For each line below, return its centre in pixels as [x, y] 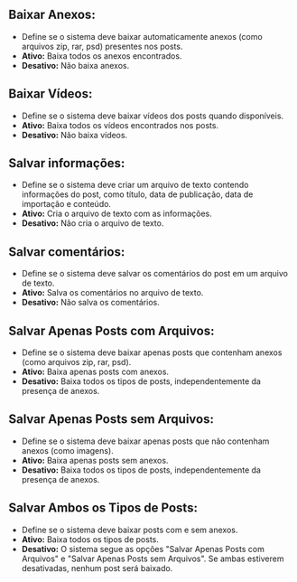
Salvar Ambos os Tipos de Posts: [103, 508]
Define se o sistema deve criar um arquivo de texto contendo [135, 185]
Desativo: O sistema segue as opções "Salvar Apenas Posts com [143, 549]
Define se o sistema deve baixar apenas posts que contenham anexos [152, 352]
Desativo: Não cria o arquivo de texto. [93, 223]
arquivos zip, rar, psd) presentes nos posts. [102, 46]
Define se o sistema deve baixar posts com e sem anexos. [130, 530]
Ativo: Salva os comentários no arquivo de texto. [112, 293]
